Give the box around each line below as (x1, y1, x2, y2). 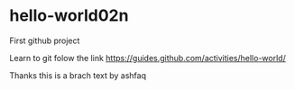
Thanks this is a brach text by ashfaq (9, 69, 147, 81)
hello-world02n (9, 5, 129, 26)
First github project (9, 35, 80, 46)
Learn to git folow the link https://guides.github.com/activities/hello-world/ (9, 52, 286, 63)
